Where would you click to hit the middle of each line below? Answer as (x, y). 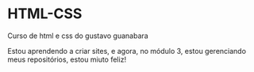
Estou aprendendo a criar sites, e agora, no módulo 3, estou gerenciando (127, 51)
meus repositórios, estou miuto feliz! (67, 59)
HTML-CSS (45, 14)
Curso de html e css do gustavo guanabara (78, 36)
